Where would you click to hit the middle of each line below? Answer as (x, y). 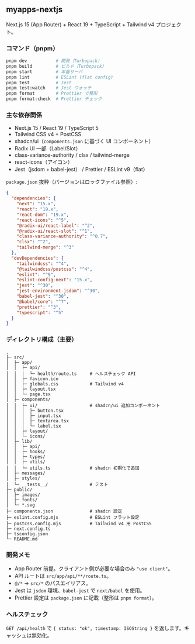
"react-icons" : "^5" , (43, 220)
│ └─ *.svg (20, 505)
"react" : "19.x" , (38, 209)
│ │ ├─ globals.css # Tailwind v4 (65, 384)
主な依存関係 (24, 115)
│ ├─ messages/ (26, 473)
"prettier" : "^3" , (39, 307)
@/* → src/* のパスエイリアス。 (53, 583)
